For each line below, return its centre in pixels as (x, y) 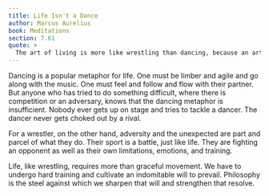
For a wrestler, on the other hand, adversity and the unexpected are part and (134, 134)
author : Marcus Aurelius (50, 23)
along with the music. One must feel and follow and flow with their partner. (131, 84)
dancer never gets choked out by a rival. (75, 118)
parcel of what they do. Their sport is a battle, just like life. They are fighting (133, 142)
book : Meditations (39, 30)
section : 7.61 (32, 38)
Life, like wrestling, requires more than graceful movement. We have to (125, 166)
